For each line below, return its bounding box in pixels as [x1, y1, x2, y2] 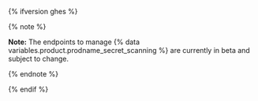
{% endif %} [8, 84, 49, 94]
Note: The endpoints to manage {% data [8, 37, 140, 47]
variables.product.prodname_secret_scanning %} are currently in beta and [8, 46, 250, 54]
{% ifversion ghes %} [8, 7, 78, 16]
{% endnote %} [8, 69, 59, 78]
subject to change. [8, 54, 69, 63]
